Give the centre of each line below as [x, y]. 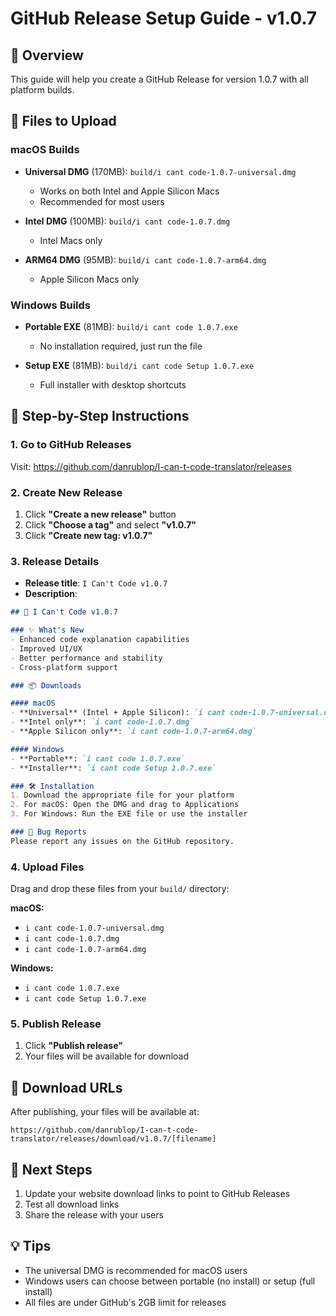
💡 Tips [31, 1246]
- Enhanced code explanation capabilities [100, 640]
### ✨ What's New [47, 630]
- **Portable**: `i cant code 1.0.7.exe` [98, 758]
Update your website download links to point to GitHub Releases [157, 1193]
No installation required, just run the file [121, 346]
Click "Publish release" [73, 1046]
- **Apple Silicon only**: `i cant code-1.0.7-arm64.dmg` [133, 732]
